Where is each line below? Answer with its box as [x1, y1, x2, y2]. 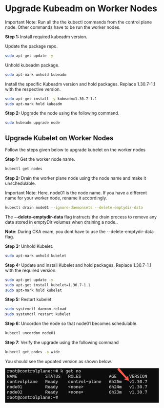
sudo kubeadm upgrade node [5, 120, 60, 125]
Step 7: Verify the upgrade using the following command [5, 340, 119, 345]
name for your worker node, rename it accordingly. [5, 195, 107, 201]
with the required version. [5, 267, 57, 273]
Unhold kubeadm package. [5, 62, 60, 68]
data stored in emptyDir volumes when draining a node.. [5, 219, 118, 225]
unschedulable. [5, 180, 36, 186]
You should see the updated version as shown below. [5, 358, 112, 364]
